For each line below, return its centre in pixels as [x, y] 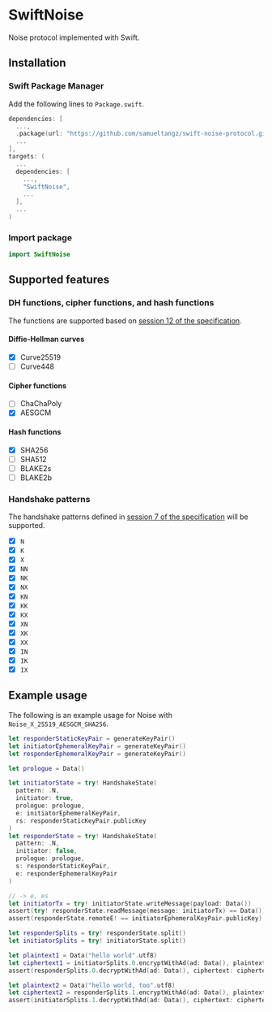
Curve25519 [40, 357]
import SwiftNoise [39, 255]
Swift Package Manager [56, 86]
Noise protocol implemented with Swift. [74, 37]
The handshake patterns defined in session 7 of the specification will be [128, 517]
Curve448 [37, 366]
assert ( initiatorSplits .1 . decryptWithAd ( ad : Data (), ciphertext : [121, 1001]
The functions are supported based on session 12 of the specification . [125, 320]
